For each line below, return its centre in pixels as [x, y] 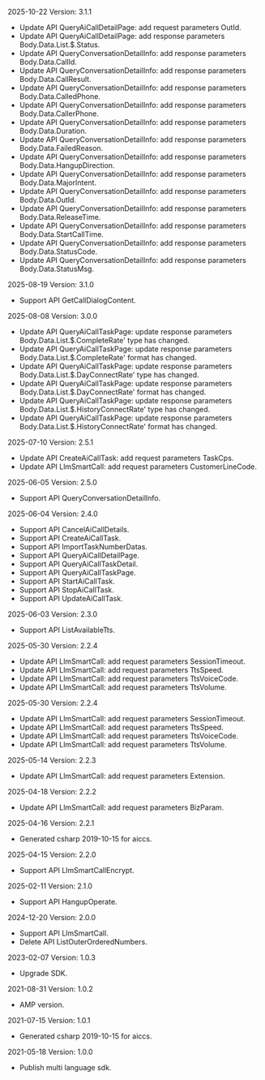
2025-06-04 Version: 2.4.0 [53, 514]
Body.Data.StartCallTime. [62, 234]
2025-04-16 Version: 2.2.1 [51, 823]
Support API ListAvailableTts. [67, 630]
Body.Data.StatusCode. [58, 252]
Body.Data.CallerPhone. [59, 114]
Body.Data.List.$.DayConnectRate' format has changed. [113, 392]
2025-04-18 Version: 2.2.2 [52, 792]
